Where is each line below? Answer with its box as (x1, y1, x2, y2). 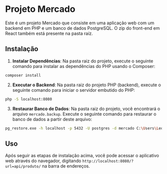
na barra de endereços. (42, 163, 90, 169)
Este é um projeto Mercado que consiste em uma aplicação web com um (5, 20, 155, 26)
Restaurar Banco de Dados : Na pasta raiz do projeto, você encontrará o (12, 106, 161, 112)
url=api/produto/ (5, 164, 41, 169)
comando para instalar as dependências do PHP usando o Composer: (12, 63, 156, 69)
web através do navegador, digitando (5, 158, 82, 164)
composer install (5, 73, 41, 78)
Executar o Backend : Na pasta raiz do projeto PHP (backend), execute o (12, 82, 162, 88)
